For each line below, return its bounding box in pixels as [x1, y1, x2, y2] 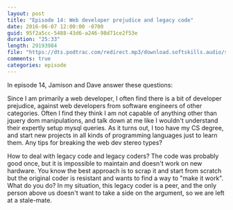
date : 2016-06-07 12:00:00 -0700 [7, 23, 104, 30]
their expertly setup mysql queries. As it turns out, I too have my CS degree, [7, 123, 224, 132]
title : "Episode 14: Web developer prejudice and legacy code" [7, 17, 194, 24]
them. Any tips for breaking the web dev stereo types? [7, 138, 163, 146]
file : [7, 49, 23, 56]
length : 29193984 [7, 42, 58, 49]
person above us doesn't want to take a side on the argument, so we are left [7, 189, 225, 197]
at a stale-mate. [7, 195, 52, 204]
